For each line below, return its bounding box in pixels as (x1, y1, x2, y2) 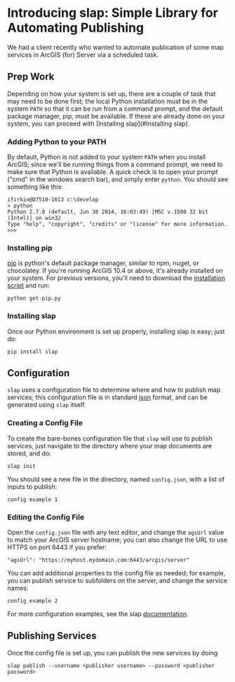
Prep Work (7, 71, 55, 83)
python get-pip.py (7, 295, 61, 302)
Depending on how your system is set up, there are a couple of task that (7, 89, 216, 98)
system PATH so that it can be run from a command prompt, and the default (7, 104, 223, 113)
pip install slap (7, 348, 58, 355)
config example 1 (7, 496, 58, 503)
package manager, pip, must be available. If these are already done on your (7, 112, 226, 120)
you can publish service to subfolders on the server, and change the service (7, 577, 228, 585)
